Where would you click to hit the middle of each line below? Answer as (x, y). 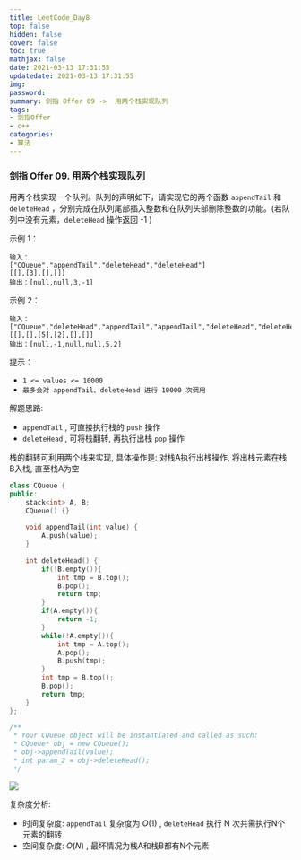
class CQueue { (38, 486)
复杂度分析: (30, 803)
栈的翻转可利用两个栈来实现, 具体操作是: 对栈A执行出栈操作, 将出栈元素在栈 (148, 458)
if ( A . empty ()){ (70, 611)
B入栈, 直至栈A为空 (44, 469)
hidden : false (36, 34)
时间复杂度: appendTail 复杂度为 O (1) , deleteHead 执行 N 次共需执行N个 (154, 823)
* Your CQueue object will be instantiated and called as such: (135, 736)
